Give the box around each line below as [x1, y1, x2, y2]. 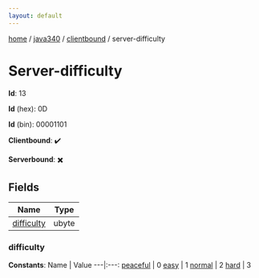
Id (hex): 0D [8, 103, 48, 113]
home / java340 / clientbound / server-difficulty [8, 34, 166, 43]
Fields [8, 180, 40, 194]
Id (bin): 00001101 [8, 119, 67, 129]
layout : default [8, 11, 63, 20]
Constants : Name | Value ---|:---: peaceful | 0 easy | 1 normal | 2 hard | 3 [8, 260, 251, 269]
